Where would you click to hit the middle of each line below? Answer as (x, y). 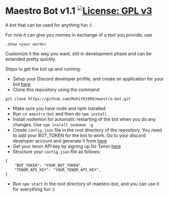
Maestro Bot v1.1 (40, 11)
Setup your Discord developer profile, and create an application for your (88, 78)
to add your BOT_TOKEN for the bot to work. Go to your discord (79, 135)
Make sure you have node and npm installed (59, 108)
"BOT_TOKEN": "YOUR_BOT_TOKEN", (49, 165)
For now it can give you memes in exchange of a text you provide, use (79, 35)
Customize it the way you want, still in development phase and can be (78, 53)
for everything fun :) (34, 189)
